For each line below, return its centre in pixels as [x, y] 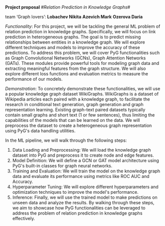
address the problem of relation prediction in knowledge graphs [77, 213]
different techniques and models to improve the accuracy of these [73, 47]
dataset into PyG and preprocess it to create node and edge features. [83, 155]
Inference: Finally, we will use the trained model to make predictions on [85, 197]
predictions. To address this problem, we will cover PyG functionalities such [82, 53]
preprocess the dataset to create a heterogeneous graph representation [79, 125]
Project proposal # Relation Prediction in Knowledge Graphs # [68, 7]
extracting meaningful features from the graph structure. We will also [76, 68]
